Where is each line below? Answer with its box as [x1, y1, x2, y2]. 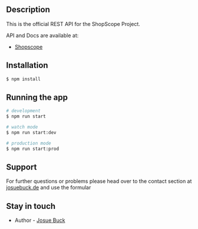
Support [6, 162, 37, 172]
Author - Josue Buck [14, 217, 65, 224]
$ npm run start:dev [6, 129, 57, 135]
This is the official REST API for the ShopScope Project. [6, 20, 140, 27]
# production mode [6, 140, 51, 146]
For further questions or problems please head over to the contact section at [6, 178, 192, 185]
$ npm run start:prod [6, 146, 60, 152]
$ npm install [6, 76, 41, 82]
